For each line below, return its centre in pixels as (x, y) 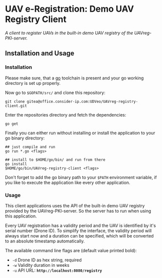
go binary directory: (25, 138)
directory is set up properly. (33, 83)
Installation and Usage (40, 53)
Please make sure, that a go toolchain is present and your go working (74, 78)
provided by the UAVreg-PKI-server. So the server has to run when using (78, 211)
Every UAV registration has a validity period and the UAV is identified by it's (81, 225)
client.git (16, 106)
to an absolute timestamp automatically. (45, 241)
